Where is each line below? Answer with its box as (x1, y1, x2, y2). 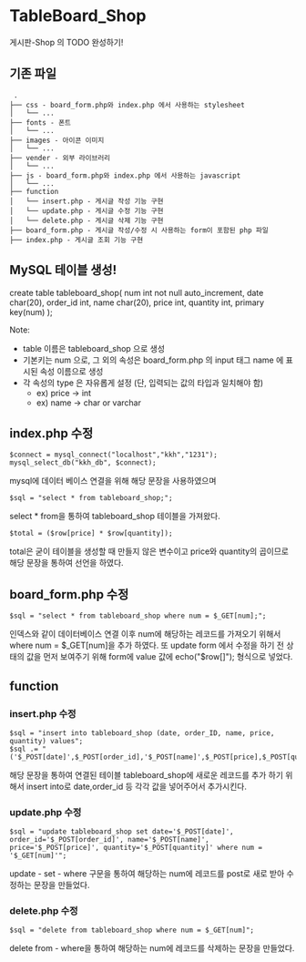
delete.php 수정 (9, 905, 79, 917)
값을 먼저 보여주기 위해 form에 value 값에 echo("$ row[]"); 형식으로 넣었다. (25, 651, 293, 662)
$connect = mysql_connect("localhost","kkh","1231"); (9, 450, 219, 460)
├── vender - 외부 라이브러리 (9, 153, 111, 162)
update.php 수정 (9, 805, 82, 818)
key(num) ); (9, 306, 53, 317)
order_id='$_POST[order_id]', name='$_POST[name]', (9, 835, 209, 844)
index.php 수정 (9, 425, 94, 441)
